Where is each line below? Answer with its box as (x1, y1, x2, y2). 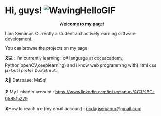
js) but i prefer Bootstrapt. (5, 67, 57, 73)
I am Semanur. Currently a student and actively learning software (5, 30, 136, 36)
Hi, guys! (5, 5, 42, 16)
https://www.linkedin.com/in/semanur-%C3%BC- (55, 89, 155, 94)
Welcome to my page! (59, 21, 105, 27)
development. (5, 36, 33, 42)
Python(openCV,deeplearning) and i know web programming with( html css (5, 62, 157, 68)
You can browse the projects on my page (5, 45, 88, 51)
